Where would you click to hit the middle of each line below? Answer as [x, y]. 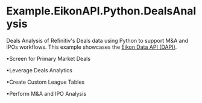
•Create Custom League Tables [46, 82]
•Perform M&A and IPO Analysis [46, 93]
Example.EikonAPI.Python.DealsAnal [101, 11]
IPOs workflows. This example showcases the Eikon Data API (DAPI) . [92, 47]
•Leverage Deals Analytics [39, 70]
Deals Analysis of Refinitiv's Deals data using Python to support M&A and [97, 40]
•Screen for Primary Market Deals [49, 58]
